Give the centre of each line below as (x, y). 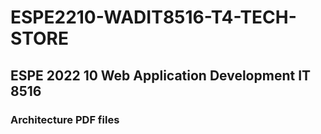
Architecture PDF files (65, 119)
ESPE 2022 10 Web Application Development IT (161, 75)
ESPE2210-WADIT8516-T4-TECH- (153, 17)
